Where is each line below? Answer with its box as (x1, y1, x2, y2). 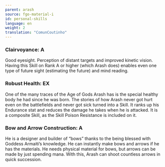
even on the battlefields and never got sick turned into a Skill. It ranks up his (5, 102, 159, 108)
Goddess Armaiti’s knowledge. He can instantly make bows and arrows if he (5, 140, 160, 146)
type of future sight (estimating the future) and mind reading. (5, 68, 129, 74)
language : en (5, 21, 32, 26)
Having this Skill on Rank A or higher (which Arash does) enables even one (5, 62, 157, 69)
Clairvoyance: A (5, 46, 44, 53)
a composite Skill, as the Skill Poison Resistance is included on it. (5, 112, 137, 118)
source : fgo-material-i (5, 12, 54, 17)
